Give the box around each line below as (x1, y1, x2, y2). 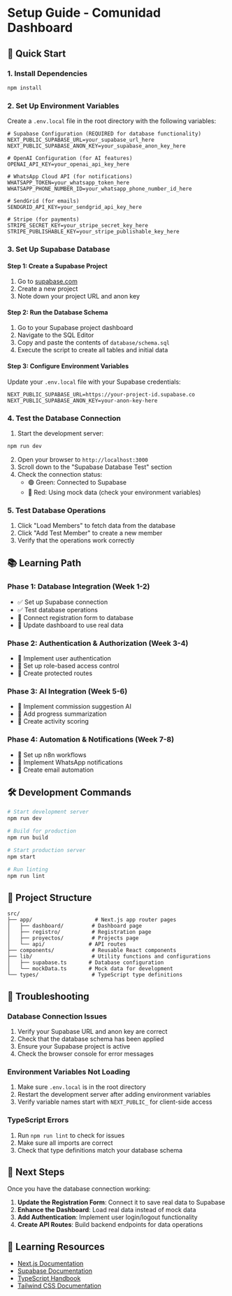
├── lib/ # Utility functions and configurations (7, 953, 211, 960)
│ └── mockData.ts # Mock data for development (7, 965, 173, 972)
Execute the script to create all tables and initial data (17, 346, 168, 354)
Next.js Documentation (17, 1260, 84, 1268)
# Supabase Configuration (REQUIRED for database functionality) (7, 131, 201, 138)
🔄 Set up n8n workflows (17, 750, 87, 759)
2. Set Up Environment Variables (7, 101, 119, 110)
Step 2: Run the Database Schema (7, 308, 108, 316)
